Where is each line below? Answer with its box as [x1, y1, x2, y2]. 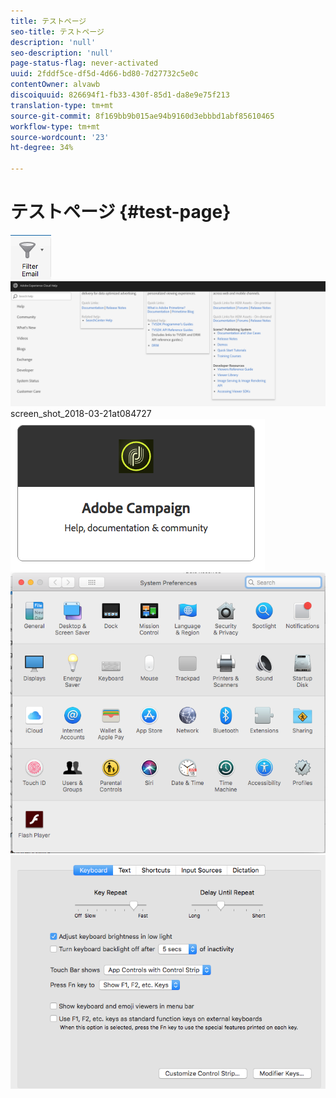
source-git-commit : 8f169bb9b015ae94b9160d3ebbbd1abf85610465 [10, 111, 275, 121]
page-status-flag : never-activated [10, 58, 159, 69]
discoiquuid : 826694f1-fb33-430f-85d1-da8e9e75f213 [10, 90, 230, 100]
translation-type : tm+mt [10, 100, 114, 110]
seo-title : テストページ [10, 26, 105, 37]
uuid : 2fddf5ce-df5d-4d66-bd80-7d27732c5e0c [10, 69, 199, 79]
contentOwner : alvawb [10, 80, 101, 90]
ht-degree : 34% [10, 143, 74, 153]
